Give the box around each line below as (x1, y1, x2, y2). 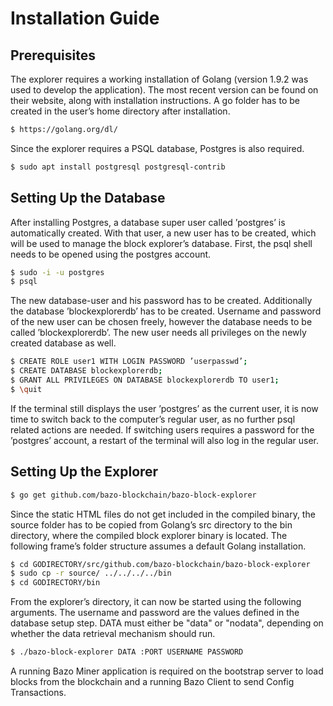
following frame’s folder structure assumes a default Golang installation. (10, 540, 307, 552)
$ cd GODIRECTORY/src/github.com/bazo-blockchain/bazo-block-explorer (10, 559, 311, 569)
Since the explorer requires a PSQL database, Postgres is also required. (10, 142, 305, 154)
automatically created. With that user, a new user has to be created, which (10, 227, 317, 239)
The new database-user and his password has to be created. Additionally (10, 295, 313, 307)
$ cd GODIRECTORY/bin (10, 578, 101, 588)
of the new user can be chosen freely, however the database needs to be (10, 316, 313, 328)
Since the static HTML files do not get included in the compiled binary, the (10, 508, 316, 520)
